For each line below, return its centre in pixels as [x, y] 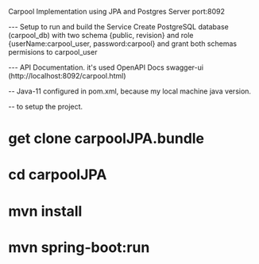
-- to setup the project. [46, 107]
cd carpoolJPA [58, 175]
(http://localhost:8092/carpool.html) [67, 76]
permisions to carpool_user [53, 52]
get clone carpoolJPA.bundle [106, 139]
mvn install [45, 211]
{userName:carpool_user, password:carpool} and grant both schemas [122, 44]
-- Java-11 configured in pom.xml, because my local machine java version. [130, 91]
